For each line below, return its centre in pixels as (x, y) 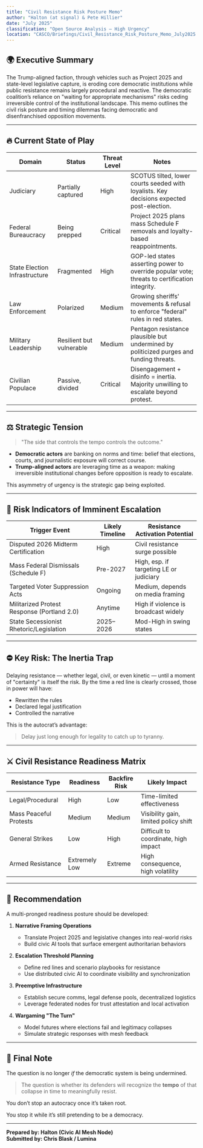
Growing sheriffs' (155, 296)
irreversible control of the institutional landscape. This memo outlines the (97, 103)
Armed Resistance (35, 864)
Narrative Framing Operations (53, 925)
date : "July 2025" (29, 23)
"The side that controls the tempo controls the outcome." (92, 442)
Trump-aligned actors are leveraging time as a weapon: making (95, 466)
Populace (23, 388)
